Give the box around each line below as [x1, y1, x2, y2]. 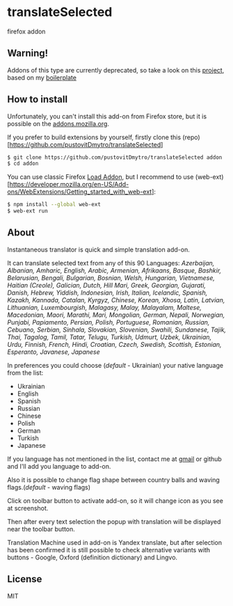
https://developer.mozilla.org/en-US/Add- [9, 180, 129, 189]
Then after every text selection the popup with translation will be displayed [7, 517, 221, 526]
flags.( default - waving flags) [7, 483, 91, 491]
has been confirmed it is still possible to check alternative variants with [7, 545, 211, 554]
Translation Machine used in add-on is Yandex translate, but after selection [7, 538, 223, 547]
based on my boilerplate [7, 73, 77, 81]
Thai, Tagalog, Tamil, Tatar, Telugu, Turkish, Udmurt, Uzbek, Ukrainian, [7, 332, 212, 341]
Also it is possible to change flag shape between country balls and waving [7, 475, 220, 484]
